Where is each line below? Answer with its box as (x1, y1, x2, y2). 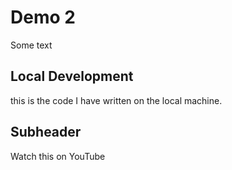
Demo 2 (10, 6, 76, 29)
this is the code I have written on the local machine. (10, 94, 223, 106)
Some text (10, 39, 53, 51)
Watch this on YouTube (10, 150, 106, 162)
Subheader (10, 124, 82, 141)
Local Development (10, 68, 134, 85)
